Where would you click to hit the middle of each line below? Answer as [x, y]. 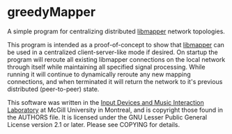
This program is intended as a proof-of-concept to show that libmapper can [116, 44]
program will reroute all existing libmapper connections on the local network [116, 59]
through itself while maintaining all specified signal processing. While [106, 67]
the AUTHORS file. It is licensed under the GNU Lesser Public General [107, 117]
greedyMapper [52, 12]
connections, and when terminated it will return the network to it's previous [115, 81]
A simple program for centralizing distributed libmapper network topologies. [116, 31]
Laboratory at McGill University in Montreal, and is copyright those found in [115, 110]
